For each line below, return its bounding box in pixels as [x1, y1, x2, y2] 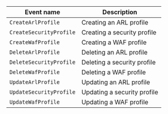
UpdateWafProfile [9, 99, 60, 105]
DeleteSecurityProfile [9, 59, 75, 66]
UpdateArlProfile [9, 79, 60, 85]
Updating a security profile [81, 88, 158, 96]
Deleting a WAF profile [81, 68, 146, 76]
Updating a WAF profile [81, 98, 149, 106]
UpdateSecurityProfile [9, 89, 75, 96]
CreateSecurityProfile [9, 29, 75, 36]
